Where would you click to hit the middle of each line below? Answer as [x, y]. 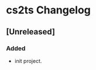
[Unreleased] [31, 32]
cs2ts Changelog [48, 10]
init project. [28, 61]
